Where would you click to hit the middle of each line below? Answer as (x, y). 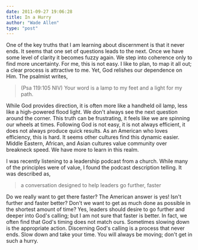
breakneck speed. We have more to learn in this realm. (73, 150)
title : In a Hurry (29, 17)
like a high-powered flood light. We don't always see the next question (92, 112)
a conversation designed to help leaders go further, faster (91, 185)
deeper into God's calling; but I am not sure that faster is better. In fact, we (97, 216)
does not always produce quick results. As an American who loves (87, 131)
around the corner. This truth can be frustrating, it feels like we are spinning (98, 118)
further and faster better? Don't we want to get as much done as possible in (98, 203)
